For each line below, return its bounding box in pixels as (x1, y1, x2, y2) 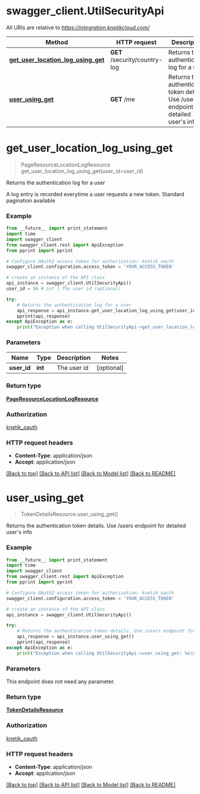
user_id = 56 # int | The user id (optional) (6, 286, 121, 292)
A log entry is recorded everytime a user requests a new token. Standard (6, 190, 185, 197)
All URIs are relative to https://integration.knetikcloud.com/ (6, 24, 150, 31)
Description (57, 354, 91, 362)
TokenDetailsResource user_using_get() (20, 511, 118, 518)
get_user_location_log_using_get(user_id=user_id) (20, 167, 144, 174)
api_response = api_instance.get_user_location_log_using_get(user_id (17, 307, 196, 314)
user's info (6, 529, 33, 536)
